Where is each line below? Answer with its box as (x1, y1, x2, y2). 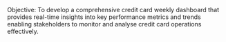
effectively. (7, 27, 39, 35)
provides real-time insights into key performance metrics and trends (7, 13, 202, 21)
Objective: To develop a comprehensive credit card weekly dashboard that (7, 6, 220, 14)
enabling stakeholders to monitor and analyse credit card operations (7, 20, 202, 28)
